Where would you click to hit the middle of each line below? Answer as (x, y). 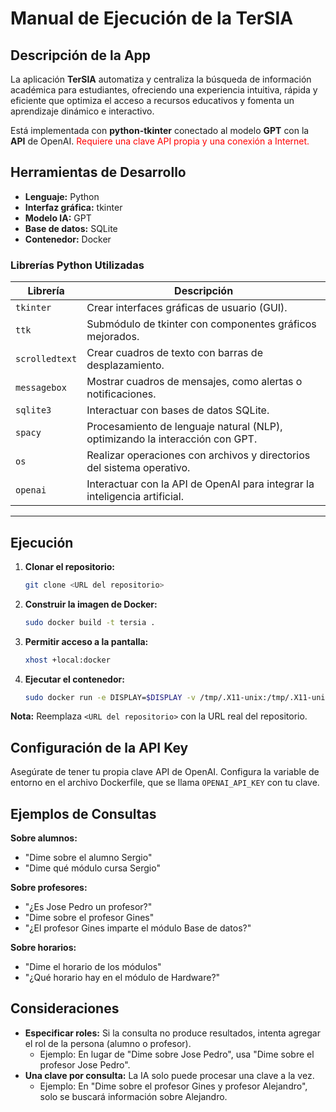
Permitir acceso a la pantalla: (86, 641)
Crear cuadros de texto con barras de (174, 353)
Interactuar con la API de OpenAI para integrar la (200, 484)
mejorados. (113, 337)
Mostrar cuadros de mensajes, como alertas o (194, 382)
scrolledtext (46, 359)
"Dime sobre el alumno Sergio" (88, 858)
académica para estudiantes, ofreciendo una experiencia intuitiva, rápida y (164, 90)
